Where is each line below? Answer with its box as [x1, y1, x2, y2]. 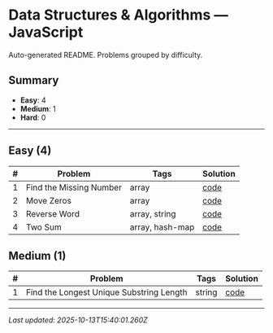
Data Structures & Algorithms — [8, 6, 229, 24]
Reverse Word [25, 208, 80, 219]
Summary [8, 73, 59, 87]
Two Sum [25, 221, 63, 233]
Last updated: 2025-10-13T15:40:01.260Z [8, 315, 148, 325]
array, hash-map [129, 221, 195, 233]
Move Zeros [25, 195, 71, 206]
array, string [129, 208, 176, 219]
